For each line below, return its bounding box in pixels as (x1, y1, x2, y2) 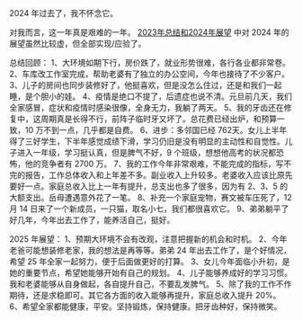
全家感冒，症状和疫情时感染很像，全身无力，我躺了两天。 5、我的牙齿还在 (9, 102, 285, 112)
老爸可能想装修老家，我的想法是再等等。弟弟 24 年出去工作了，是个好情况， (9, 245, 292, 255)
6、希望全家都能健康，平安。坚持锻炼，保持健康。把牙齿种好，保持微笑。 (9, 301, 282, 312)
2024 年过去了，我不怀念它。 (9, 8, 119, 18)
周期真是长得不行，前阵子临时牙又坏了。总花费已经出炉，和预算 (40, 113, 277, 124)
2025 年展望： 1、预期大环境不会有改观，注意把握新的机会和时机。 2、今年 (9, 234, 288, 244)
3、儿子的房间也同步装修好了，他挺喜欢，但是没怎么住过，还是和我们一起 (9, 80, 282, 90)
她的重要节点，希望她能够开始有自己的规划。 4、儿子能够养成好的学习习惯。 (9, 268, 292, 278)
